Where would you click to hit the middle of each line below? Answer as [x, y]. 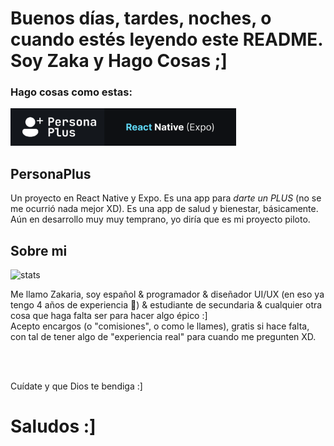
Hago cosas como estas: [71, 92]
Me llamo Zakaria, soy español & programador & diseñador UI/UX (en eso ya [167, 294]
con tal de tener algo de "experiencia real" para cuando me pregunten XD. [163, 337]
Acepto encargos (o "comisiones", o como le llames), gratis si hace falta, [160, 326]
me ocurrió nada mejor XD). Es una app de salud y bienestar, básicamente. [164, 209]
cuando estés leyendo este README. [166, 39]
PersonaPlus [51, 173]
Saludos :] [53, 426]
